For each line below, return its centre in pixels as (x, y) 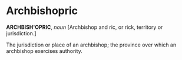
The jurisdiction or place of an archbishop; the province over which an (91, 45)
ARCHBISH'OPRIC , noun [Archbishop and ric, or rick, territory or (85, 27)
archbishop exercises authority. (44, 51)
